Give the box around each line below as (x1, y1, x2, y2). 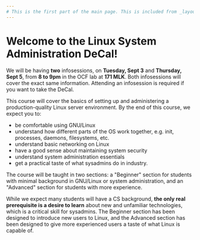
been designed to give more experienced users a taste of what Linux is (6, 220, 180, 227)
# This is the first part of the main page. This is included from (6, 8, 177, 15)
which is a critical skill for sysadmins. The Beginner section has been (6, 208, 176, 215)
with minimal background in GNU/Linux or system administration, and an (6, 177, 183, 185)
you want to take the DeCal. (6, 86, 74, 93)
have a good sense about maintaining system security (14, 147, 148, 154)
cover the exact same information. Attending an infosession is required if (6, 79, 185, 86)
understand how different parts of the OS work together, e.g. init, (14, 127, 174, 135)
